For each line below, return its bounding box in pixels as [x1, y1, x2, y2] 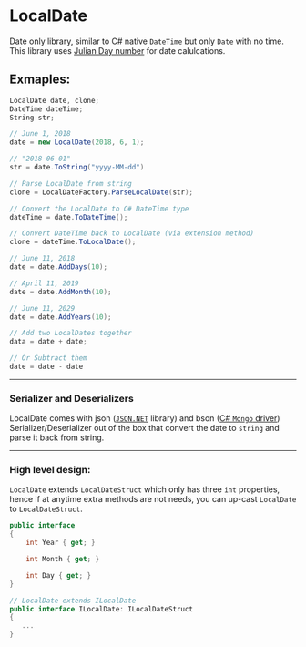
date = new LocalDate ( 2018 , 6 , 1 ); [9, 138, 145, 147]
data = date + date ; [9, 337, 88, 346]
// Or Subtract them [9, 354, 88, 363]
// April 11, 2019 [9, 279, 79, 288]
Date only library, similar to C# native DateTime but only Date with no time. [9, 36, 284, 46]
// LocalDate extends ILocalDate [9, 596, 137, 605]
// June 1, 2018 [9, 129, 71, 139]
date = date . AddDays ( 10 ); [9, 262, 107, 272]
